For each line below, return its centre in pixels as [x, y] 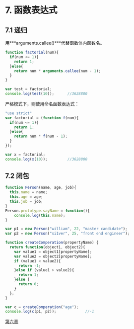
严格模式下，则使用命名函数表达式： [42, 104]
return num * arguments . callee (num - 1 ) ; [57, 71]
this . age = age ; [26, 197]
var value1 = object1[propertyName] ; [53, 251]
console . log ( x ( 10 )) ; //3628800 [46, 159]
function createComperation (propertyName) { [52, 243]
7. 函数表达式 [31, 10]
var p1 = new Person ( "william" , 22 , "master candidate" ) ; [66, 229]
